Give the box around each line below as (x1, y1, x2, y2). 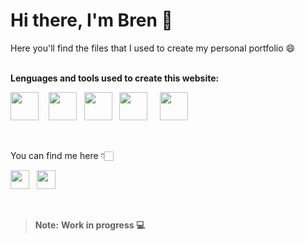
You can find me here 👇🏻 (10, 149, 114, 161)
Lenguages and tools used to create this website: (10, 72, 220, 84)
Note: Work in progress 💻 (34, 219, 146, 231)
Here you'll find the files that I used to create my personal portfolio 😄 (10, 42, 296, 54)
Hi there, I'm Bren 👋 (10, 9, 173, 32)
